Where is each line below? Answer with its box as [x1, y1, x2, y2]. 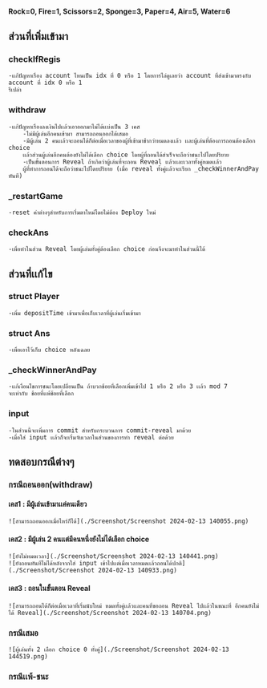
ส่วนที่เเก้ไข [8, 267, 53, 281]
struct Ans [8, 327, 51, 338]
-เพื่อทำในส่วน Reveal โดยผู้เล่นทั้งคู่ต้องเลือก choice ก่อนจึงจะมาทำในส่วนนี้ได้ [8, 245, 206, 253]
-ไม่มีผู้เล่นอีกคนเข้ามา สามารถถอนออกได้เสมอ [22, 129, 128, 138]
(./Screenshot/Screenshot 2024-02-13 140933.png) [8, 566, 178, 575]
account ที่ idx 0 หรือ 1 [8, 79, 83, 87]
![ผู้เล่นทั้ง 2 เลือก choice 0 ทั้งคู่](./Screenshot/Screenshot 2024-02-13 [8, 646, 230, 654]
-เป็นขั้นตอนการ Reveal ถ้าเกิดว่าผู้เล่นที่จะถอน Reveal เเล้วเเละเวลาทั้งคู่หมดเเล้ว [22, 157, 222, 166]
